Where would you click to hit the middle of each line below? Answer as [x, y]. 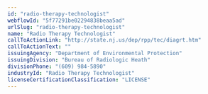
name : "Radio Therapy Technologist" [61, 34]
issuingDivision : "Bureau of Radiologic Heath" [79, 60]
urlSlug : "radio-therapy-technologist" [66, 27]
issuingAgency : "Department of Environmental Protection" [95, 54]
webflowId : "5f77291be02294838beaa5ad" [66, 20]
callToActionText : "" [39, 47]
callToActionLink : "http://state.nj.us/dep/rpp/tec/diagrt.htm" [104, 40]
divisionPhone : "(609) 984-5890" [57, 66]
